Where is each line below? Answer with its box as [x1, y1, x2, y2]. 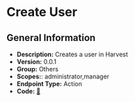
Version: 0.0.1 [16, 58, 57, 66]
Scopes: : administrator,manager [16, 72, 109, 80]
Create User [6, 4, 78, 20]
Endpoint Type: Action [16, 80, 83, 87]
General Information [6, 32, 96, 44]
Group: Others [16, 65, 58, 73]
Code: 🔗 [16, 87, 41, 95]
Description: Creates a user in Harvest [16, 50, 128, 58]
